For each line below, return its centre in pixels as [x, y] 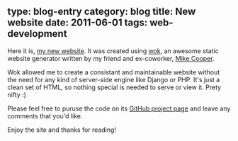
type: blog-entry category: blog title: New [102, 12]
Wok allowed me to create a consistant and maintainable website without [114, 72]
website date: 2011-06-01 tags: [78, 23]
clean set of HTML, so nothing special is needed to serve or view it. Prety [114, 87]
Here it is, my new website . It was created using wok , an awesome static [113, 51]
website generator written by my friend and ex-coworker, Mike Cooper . [111, 58]
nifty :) [17, 94]
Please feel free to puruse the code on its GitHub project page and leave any [119, 108]
